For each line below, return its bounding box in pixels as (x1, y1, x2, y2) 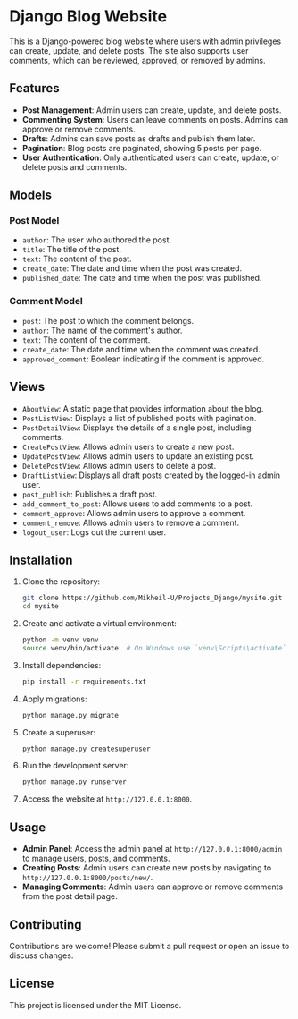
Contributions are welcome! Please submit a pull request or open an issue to (9, 940, 290, 951)
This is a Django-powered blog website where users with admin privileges (9, 36, 282, 47)
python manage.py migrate (21, 710, 119, 719)
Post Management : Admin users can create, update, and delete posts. (21, 105, 282, 115)
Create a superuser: (21, 726, 96, 737)
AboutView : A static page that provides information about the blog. (21, 403, 264, 413)
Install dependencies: (21, 659, 102, 670)
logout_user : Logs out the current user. (21, 526, 167, 538)
